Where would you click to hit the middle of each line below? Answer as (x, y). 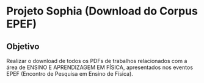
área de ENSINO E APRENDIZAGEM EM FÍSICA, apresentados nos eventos (100, 67)
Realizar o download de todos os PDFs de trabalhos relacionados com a (97, 61)
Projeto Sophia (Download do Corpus (102, 11)
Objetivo (23, 46)
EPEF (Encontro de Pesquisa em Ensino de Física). (70, 74)
